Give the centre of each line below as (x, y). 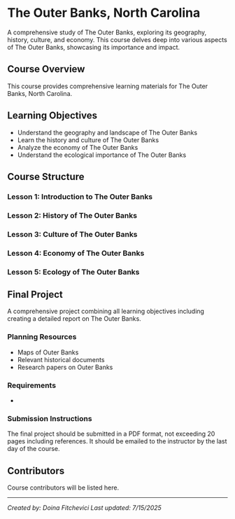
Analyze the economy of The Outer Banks (78, 147)
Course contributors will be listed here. (63, 487)
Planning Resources (42, 337)
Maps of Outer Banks (48, 352)
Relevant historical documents (61, 359)
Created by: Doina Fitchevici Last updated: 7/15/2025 (85, 508)
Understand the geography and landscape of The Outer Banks (107, 132)
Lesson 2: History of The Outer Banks (72, 215)
